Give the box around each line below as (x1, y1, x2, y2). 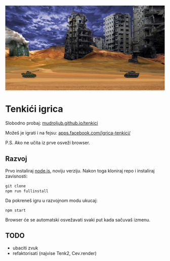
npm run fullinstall (5, 188, 49, 194)
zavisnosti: (5, 173, 28, 179)
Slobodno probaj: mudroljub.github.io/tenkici (5, 120, 98, 126)
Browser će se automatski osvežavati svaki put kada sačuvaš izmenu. (5, 216, 151, 223)
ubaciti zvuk (12, 245, 38, 251)
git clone (5, 183, 26, 189)
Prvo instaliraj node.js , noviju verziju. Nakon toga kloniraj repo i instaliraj (5, 167, 155, 173)
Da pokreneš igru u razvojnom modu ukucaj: (5, 197, 98, 203)
